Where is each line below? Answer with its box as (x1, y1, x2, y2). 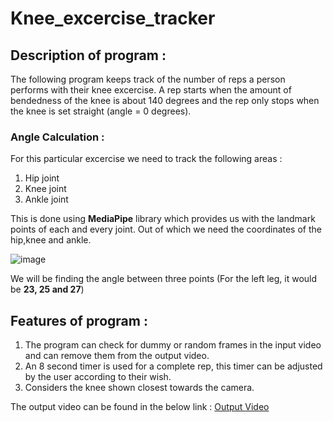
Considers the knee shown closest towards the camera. (24, 382, 255, 394)
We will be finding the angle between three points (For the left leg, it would (10, 273, 318, 285)
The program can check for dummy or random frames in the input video (24, 339, 322, 351)
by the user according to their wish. (24, 371, 172, 383)
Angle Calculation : (10, 130, 105, 144)
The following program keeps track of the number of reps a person (10, 73, 286, 85)
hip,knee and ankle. (10, 234, 92, 246)
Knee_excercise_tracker (10, 7, 216, 30)
